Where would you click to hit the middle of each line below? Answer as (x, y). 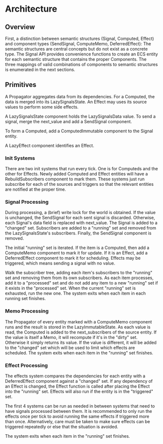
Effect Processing (26, 365)
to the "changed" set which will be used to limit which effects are (70, 347)
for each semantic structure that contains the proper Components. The (76, 59)
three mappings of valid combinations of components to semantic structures (81, 64)
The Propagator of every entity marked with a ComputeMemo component (79, 321)
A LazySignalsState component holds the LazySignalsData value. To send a (81, 116)
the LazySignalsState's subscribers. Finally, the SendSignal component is (78, 233)
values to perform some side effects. (42, 107)
